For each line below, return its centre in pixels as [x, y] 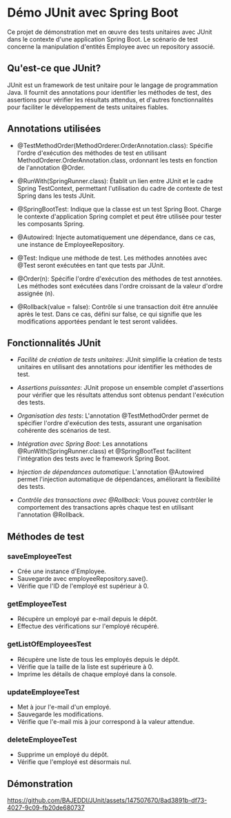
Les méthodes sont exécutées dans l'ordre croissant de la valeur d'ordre [120, 286]
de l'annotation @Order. [51, 167]
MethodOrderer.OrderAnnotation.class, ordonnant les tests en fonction [117, 160]
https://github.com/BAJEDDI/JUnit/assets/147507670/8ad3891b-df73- [107, 801]
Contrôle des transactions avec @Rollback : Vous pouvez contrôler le [115, 500]
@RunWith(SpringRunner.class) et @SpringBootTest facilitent [104, 452]
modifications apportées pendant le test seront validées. [97, 321]
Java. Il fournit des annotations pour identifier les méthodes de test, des [109, 92]
